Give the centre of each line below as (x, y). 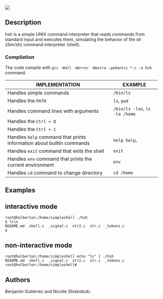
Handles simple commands (38, 93)
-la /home (124, 114)
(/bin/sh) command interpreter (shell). (43, 44)
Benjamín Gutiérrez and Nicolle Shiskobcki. (48, 291)
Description (23, 23)
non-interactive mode (39, 245)
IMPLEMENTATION (58, 85)
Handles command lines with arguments (53, 111)
